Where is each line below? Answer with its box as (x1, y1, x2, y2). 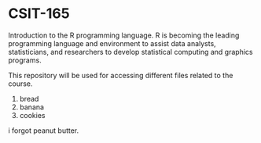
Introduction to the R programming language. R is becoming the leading (8, 30, 240, 40)
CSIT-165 (8, 5, 70, 23)
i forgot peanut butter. (8, 126, 79, 135)
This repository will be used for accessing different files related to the (8, 70, 233, 80)
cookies (19, 110, 46, 120)
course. (8, 79, 33, 88)
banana (19, 102, 45, 112)
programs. (8, 55, 42, 65)
